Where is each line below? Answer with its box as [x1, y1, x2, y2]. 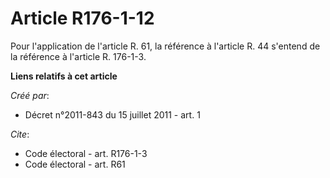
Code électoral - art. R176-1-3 [24, 147, 148, 159]
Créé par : [10, 89, 50, 101]
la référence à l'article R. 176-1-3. [10, 50, 147, 62]
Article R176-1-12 [10, 7, 155, 30]
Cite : [10, 128, 30, 140]
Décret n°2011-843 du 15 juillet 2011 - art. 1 [24, 108, 201, 121]
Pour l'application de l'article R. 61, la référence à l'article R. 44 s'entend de [10, 40, 321, 52]
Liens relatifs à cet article [10, 70, 118, 82]
